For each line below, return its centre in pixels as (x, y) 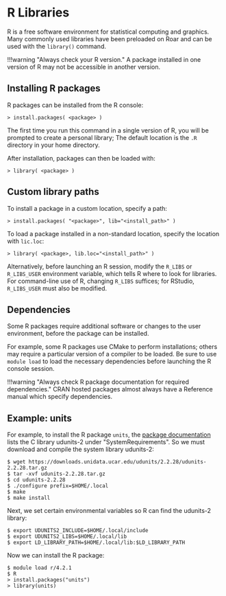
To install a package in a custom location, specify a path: (87, 208)
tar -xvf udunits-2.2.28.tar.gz (60, 474)
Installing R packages (54, 88)
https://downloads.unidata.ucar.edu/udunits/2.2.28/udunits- (117, 462)
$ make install (29, 498)
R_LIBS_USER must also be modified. (57, 288)
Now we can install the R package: (56, 555)
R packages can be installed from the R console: (75, 105)
